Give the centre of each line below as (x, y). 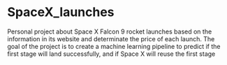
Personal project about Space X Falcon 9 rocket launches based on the (110, 31)
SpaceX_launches (61, 12)
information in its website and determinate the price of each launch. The (111, 38)
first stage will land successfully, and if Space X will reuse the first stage (111, 54)
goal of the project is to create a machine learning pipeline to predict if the (114, 46)
